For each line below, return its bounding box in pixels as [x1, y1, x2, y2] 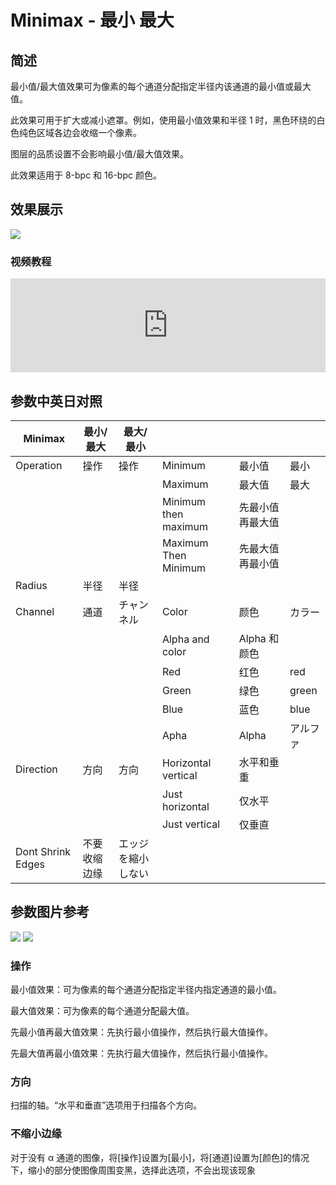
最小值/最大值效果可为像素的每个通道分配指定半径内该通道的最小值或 [10, 81, 295, 92]
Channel [15, 604, 55, 618]
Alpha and [161, 632, 210, 646]
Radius [15, 578, 48, 592]
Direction [15, 762, 58, 776]
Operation [15, 458, 63, 472]
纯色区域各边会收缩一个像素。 [18, 127, 142, 138]
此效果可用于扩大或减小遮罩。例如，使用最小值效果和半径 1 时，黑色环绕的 [10, 114, 317, 126]
